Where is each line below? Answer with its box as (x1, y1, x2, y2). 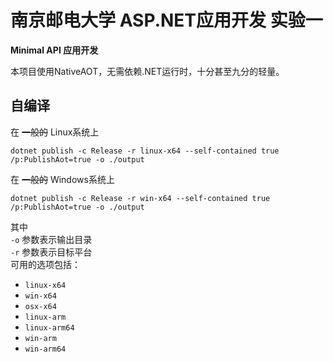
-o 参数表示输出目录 (10, 233, 93, 245)
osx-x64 (24, 301, 57, 311)
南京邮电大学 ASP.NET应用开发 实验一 (10, 9, 323, 32)
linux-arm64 (24, 322, 75, 333)
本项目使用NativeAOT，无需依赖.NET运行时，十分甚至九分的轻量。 (10, 65, 285, 77)
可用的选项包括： (10, 258, 81, 270)
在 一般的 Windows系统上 (10, 173, 115, 185)
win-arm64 (24, 344, 67, 354)
